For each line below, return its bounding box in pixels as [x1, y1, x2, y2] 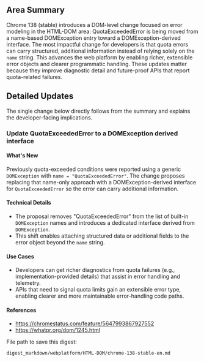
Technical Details [6, 199, 51, 206]
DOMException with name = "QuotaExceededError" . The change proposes [6, 172, 185, 179]
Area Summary [6, 5, 65, 15]
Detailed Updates [6, 91, 74, 102]
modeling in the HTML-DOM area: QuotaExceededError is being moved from [6, 28, 199, 35]
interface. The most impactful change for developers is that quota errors [6, 40, 189, 48]
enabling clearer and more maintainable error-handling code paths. [15, 292, 184, 300]
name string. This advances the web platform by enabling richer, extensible [6, 53, 193, 61]
